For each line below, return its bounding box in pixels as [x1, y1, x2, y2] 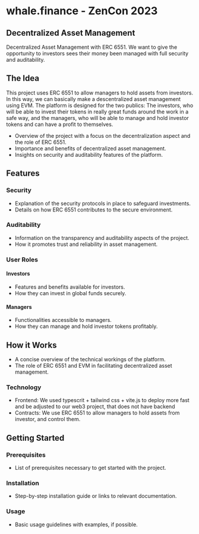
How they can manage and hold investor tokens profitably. [14, 323, 158, 330]
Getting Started [6, 432, 65, 443]
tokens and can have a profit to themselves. [6, 121, 113, 128]
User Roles [6, 255, 39, 264]
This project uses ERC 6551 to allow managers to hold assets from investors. [6, 89, 194, 96]
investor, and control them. [14, 416, 81, 423]
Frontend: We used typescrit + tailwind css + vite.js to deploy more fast [14, 397, 190, 404]
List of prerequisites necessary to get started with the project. [14, 464, 166, 471]
